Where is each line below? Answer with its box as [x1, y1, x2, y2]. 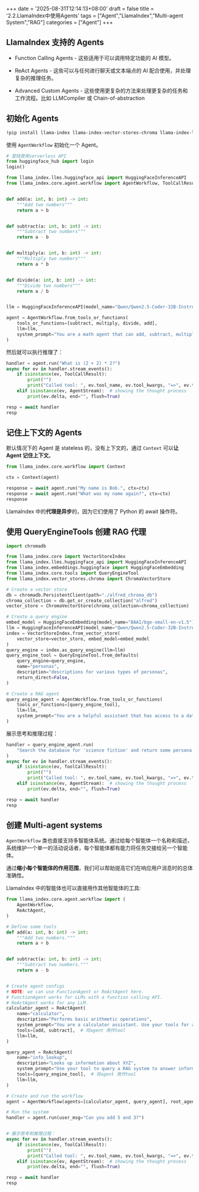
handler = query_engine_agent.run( [6, 742, 94, 748]
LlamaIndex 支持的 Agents [6, 37, 104, 48]
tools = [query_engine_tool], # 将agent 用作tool [17, 1071, 136, 1077]
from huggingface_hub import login [6, 159, 94, 165]
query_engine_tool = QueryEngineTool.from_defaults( [6, 652, 139, 658]
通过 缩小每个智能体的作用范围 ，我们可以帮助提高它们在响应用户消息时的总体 [6, 865, 193, 872]
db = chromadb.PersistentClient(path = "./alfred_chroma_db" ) [6, 592, 158, 598]
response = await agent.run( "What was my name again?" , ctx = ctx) [6, 490, 171, 497]
